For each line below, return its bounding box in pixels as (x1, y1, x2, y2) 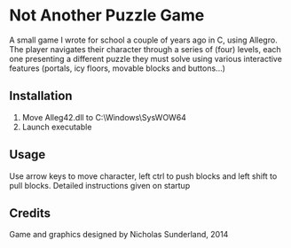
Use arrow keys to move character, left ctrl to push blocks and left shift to (9, 170, 278, 182)
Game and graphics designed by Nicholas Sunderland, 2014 (9, 229, 229, 240)
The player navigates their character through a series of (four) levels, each (9, 43, 281, 54)
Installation (9, 89, 73, 104)
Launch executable (21, 121, 92, 132)
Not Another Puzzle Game (9, 5, 205, 26)
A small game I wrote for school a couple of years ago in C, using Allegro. (9, 35, 278, 45)
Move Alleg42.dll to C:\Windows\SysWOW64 (21, 112, 186, 122)
